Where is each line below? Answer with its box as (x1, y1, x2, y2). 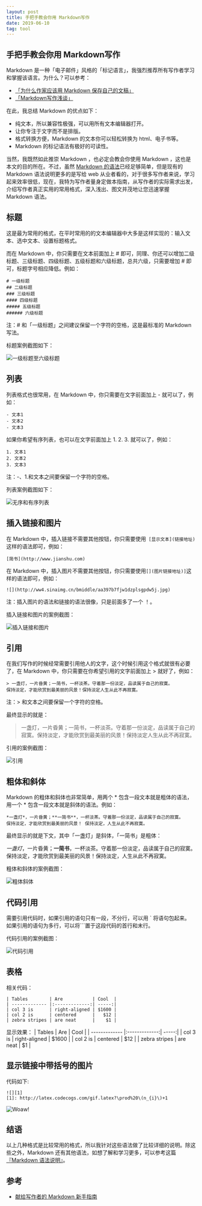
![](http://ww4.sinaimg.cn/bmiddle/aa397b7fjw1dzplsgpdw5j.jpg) (6, 587, 171, 593)
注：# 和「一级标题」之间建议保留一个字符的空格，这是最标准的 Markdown (6, 321, 192, 328)
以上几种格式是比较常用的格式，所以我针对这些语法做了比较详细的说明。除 (6, 1142, 191, 1149)
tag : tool (6, 25, 31, 32)
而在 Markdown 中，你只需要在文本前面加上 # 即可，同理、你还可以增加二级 (6, 249, 195, 257)
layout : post (6, 8, 39, 15)
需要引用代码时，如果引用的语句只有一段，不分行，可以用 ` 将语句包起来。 (6, 914, 191, 922)
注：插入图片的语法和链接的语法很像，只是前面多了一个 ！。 (6, 598, 155, 605)
